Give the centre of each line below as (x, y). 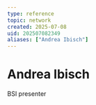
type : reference (31, 14)
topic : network (29, 20)
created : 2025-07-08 (37, 27)
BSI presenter (27, 94)
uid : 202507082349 (34, 33)
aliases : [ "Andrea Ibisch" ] (48, 40)
